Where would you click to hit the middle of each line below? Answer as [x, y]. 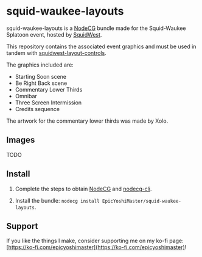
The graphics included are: [40, 65]
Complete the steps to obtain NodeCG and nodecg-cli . [83, 189]
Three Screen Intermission [48, 103]
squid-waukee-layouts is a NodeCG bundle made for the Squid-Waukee [96, 28]
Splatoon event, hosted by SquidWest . [54, 34]
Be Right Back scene [41, 83]
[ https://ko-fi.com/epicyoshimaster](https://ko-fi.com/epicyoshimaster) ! [96, 247]
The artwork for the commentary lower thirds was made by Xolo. [87, 121]
